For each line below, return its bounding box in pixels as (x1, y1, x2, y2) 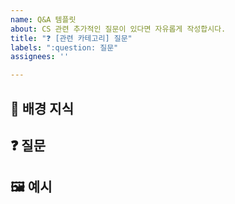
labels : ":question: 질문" (10, 42, 119, 53)
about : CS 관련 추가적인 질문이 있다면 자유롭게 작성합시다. (10, 24, 227, 34)
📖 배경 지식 (10, 100, 75, 117)
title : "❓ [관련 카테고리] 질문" (10, 33, 133, 43)
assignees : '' (10, 52, 70, 62)
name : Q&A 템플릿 (10, 14, 77, 25)
